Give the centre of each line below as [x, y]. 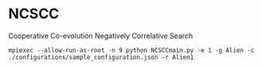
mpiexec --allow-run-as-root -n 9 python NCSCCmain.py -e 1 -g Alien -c [131, 50]
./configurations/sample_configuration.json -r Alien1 [101, 57]
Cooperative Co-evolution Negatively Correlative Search [101, 36]
